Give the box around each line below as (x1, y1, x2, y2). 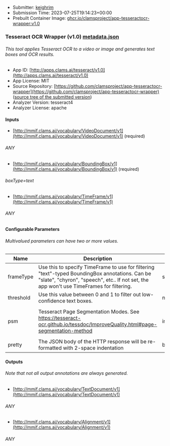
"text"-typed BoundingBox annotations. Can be (38, 270, 152, 277)
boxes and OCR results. (5, 51, 55, 57)
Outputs (5, 359, 23, 365)
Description (83, 255, 112, 262)
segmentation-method (38, 328, 93, 335)
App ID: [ (12, 67, 31, 73)
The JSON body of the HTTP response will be (38, 338, 147, 345)
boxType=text (5, 177, 34, 184)
